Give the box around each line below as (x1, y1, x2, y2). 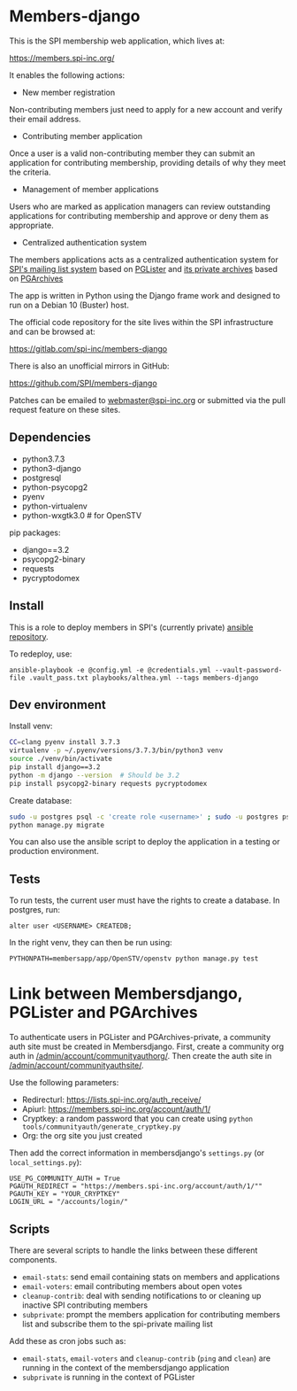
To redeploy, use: (9, 649, 72, 659)
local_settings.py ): (9, 1157, 82, 1168)
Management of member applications (21, 183, 159, 194)
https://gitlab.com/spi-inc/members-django (9, 343, 168, 354)
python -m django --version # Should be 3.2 (9, 771, 179, 780)
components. (9, 1254, 57, 1264)
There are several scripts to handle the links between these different (9, 1245, 258, 1255)
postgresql (21, 472, 62, 483)
